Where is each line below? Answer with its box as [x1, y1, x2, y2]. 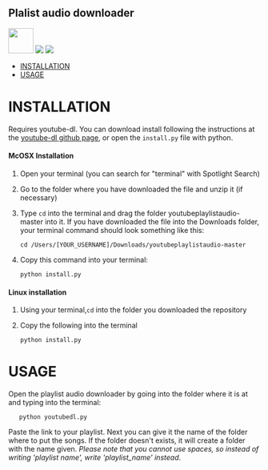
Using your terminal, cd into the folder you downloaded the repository [19, 305, 247, 315]
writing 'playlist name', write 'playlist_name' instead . [8, 452, 182, 463]
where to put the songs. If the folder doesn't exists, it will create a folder [8, 436, 246, 445]
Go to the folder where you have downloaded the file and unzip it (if [19, 184, 243, 194]
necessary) [19, 192, 58, 203]
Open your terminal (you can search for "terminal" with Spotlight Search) [19, 168, 260, 179]
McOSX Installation [8, 151, 74, 161]
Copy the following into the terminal [19, 320, 138, 331]
